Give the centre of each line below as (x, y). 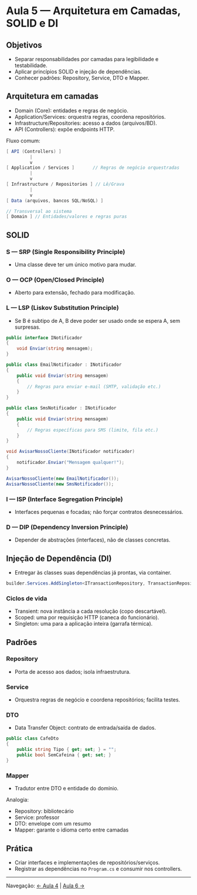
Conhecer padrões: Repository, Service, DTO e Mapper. (82, 78)
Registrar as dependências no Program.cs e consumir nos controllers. (98, 869)
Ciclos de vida (27, 598)
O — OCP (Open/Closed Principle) (55, 279)
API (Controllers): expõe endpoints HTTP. (64, 129)
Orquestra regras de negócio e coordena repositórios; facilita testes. (97, 700)
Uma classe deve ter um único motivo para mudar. (75, 265)
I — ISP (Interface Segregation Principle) (64, 499)
